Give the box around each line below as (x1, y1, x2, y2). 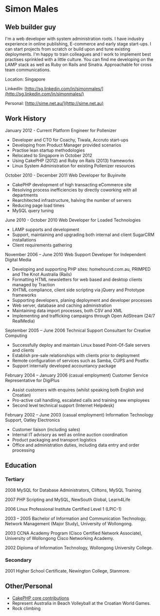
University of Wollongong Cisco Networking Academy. (5, 535, 114, 541)
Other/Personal (5, 582, 53, 591)
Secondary (5, 557, 32, 564)
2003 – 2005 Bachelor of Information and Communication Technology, (5, 516, 147, 521)
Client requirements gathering (12, 242, 72, 248)
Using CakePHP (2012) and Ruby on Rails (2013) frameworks (12, 158, 134, 163)
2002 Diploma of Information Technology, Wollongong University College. (5, 545, 153, 551)
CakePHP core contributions (12, 595, 70, 601)
